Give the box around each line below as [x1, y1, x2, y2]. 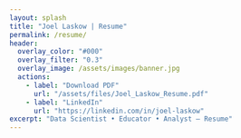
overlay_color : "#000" [17, 47, 103, 56]
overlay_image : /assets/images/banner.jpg [17, 64, 180, 74]
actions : [17, 73, 51, 82]
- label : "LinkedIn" [25, 97, 103, 107]
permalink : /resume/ [9, 30, 88, 39]
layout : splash [9, 13, 67, 23]
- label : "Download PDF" [25, 81, 120, 90]
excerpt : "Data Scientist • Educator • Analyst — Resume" [9, 114, 233, 123]
